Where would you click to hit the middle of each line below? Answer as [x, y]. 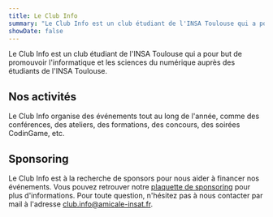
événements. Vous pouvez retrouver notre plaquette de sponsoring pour [129, 187]
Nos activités [43, 97]
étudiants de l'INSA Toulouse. [58, 71]
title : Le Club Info [43, 16]
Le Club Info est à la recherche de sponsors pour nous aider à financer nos [134, 178]
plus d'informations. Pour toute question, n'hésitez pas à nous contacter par [136, 196]
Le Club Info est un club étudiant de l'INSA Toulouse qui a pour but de [125, 54]
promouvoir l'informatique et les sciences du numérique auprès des [122, 62]
